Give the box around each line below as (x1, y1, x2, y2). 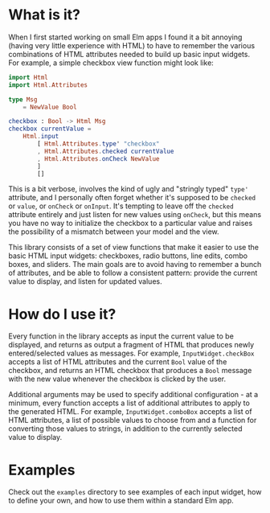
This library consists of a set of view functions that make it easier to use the (8, 243, 260, 252)
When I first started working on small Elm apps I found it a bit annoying (8, 32, 243, 42)
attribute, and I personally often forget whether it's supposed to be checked (8, 193, 256, 203)
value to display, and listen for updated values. (8, 277, 162, 286)
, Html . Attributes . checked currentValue (37, 147, 174, 155)
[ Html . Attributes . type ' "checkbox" (37, 140, 160, 148)
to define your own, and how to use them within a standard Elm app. (8, 496, 235, 506)
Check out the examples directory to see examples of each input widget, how (8, 487, 262, 497)
